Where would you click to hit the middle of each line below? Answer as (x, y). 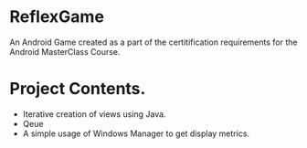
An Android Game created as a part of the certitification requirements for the (153, 42)
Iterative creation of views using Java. (94, 114)
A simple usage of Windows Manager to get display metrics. (136, 133)
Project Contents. (78, 89)
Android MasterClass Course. (65, 51)
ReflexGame (57, 17)
